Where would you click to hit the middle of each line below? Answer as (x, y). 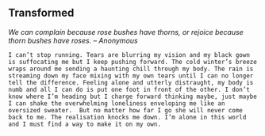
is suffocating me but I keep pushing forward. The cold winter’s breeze (133, 62)
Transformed (41, 13)
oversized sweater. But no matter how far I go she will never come (126, 110)
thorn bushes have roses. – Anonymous (73, 40)
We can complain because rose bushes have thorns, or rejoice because (126, 32)
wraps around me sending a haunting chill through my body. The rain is (131, 69)
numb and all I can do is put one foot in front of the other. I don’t (129, 89)
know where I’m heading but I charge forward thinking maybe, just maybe (133, 96)
